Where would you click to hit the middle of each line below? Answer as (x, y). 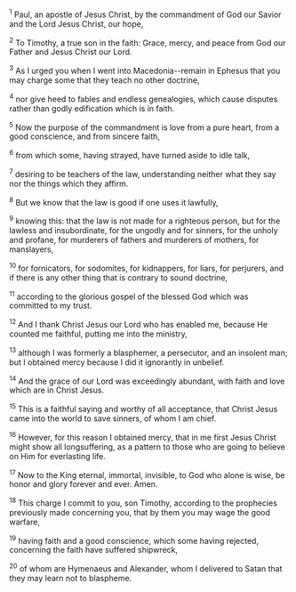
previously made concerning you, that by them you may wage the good (140, 512)
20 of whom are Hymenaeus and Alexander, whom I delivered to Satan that (146, 568)
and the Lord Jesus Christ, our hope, (76, 24)
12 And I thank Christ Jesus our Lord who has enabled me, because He (139, 324)
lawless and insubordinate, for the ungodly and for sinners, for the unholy (144, 230)
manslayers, (32, 249)
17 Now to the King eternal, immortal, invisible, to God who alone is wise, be (147, 474)
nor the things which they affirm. (69, 183)
